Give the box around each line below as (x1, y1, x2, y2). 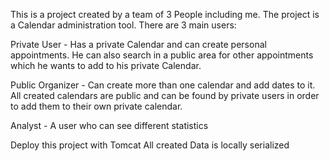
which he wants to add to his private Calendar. (10, 60, 202, 71)
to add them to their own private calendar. (10, 100, 183, 112)
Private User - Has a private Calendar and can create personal (10, 39, 267, 50)
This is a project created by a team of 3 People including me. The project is (10, 9, 320, 20)
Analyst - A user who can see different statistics (10, 120, 209, 131)
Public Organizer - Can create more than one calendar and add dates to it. (10, 79, 316, 91)
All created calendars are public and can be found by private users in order (10, 90, 320, 101)
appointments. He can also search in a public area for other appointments (10, 49, 314, 61)
